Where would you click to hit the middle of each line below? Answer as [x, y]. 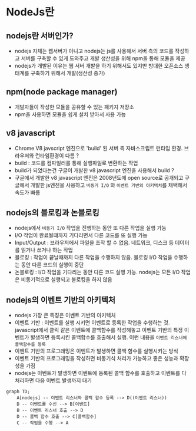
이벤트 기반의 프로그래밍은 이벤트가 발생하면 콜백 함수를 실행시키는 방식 [96, 351]
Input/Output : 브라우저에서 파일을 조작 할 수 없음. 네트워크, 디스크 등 [94, 243]
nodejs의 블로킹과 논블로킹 [53, 213]
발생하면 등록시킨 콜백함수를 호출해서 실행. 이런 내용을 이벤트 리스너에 [109, 337]
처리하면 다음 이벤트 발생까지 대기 [53, 380]
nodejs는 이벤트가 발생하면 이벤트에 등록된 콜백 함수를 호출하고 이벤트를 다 [100, 373]
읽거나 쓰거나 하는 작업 [47, 250]
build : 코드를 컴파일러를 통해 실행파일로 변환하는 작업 [76, 163]
